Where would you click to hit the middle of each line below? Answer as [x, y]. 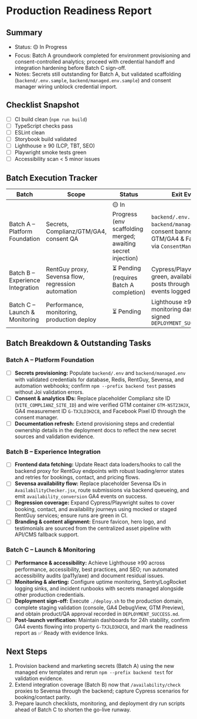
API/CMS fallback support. [47, 535]
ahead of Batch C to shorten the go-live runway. [73, 710]
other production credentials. [50, 594]
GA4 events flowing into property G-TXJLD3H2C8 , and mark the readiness [101, 627]
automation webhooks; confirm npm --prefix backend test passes [95, 385]
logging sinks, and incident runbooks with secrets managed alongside [99, 588]
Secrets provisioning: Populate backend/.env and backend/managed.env [100, 373]
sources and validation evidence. [55, 436]
